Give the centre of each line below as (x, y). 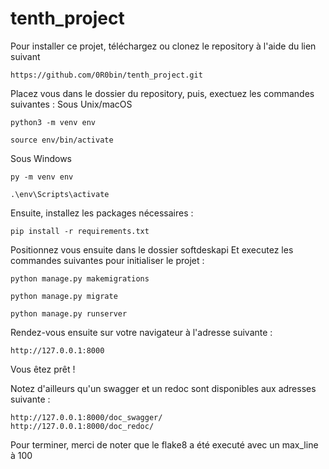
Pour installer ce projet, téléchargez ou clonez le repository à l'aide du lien (163, 46)
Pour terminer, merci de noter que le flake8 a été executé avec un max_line (164, 444)
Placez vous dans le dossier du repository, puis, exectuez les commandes (162, 93)
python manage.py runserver (69, 313)
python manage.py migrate (64, 296)
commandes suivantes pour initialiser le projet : (107, 260)
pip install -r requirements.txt (80, 231)
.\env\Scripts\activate (60, 194)
